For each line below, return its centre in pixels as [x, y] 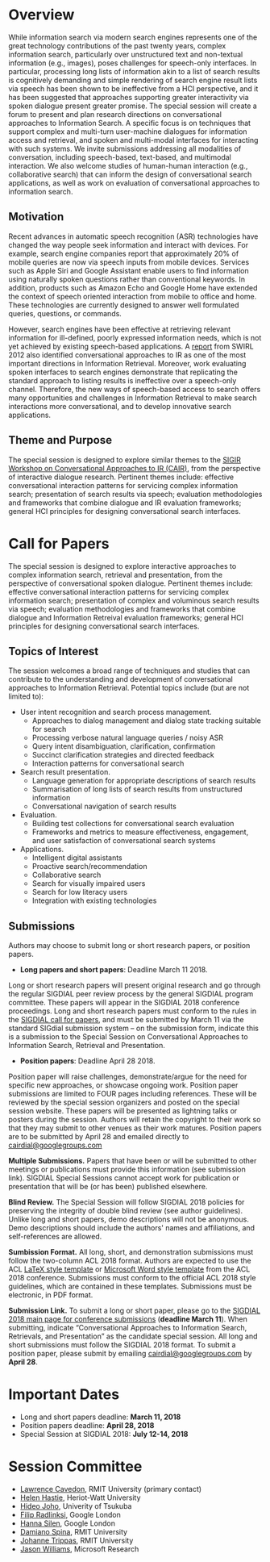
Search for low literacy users [79, 892]
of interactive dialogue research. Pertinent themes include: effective [121, 477]
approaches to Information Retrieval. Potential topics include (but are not [129, 688]
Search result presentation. [65, 772]
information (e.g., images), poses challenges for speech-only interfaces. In [133, 63]
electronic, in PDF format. [51, 1295]
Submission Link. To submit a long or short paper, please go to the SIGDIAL [134, 1311]
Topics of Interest [54, 651]
